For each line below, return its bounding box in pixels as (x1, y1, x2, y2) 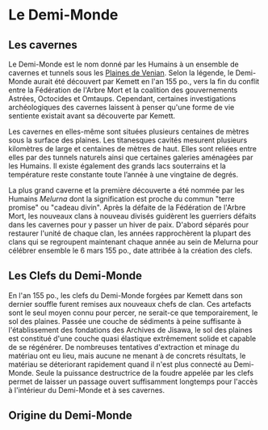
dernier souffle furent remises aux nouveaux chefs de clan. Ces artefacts (8, 299, 252, 309)
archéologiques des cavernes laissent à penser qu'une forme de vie (8, 103, 235, 112)
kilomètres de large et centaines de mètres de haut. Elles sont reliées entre (8, 144, 257, 153)
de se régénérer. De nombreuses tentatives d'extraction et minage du (8, 342, 240, 351)
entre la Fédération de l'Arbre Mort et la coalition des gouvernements (8, 85, 238, 95)
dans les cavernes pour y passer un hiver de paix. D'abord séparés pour (8, 220, 249, 229)
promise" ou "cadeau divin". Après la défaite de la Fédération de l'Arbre (8, 202, 246, 212)
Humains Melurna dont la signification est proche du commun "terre (8, 194, 236, 203)
